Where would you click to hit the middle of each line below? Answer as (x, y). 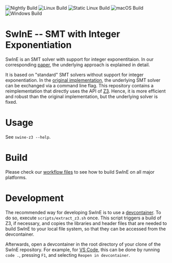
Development (35, 198)
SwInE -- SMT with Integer (63, 34)
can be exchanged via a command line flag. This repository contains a (80, 85)
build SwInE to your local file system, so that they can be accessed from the (85, 229)
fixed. (11, 102)
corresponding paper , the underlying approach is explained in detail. (78, 65)
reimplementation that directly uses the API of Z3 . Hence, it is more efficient (85, 91)
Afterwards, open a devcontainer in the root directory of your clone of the (83, 244)
